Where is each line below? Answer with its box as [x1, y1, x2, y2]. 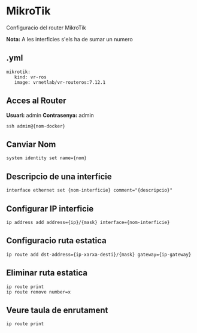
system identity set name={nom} [6, 155, 87, 161]
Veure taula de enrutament [6, 305, 108, 316]
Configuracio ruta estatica [6, 235, 107, 246]
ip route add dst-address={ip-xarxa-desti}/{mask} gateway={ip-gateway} [6, 252, 192, 258]
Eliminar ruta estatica [6, 268, 88, 278]
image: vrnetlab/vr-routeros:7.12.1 [14, 79, 106, 85]
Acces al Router [6, 96, 67, 106]
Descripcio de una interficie [6, 171, 112, 181]
